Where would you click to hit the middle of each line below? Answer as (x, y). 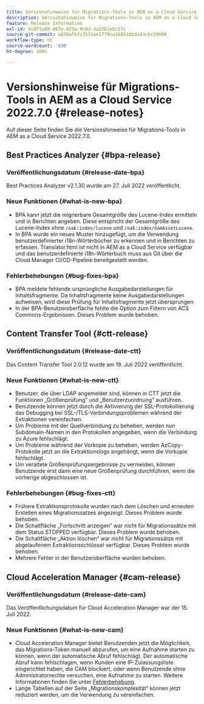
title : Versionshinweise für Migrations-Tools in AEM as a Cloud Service (102, 12)
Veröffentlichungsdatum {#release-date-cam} (76, 595)
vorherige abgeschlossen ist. (51, 477)
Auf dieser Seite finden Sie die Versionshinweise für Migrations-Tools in (96, 129)
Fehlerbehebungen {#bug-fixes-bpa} (63, 275)
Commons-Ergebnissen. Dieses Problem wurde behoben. (87, 314)
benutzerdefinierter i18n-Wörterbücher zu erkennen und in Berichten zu (105, 240)
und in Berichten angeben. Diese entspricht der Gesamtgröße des (97, 221)
